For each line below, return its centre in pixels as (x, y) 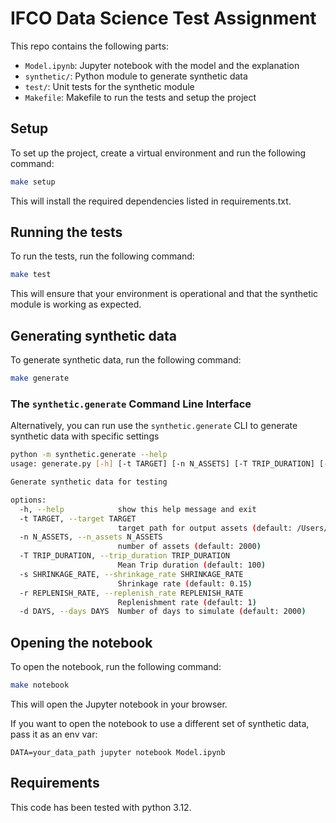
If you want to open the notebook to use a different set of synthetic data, (160, 723)
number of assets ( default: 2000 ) (189, 547)
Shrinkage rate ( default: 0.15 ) (185, 583)
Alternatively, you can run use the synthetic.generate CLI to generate (154, 426)
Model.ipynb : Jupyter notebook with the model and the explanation (162, 65)
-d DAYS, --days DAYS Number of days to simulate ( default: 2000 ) (163, 612)
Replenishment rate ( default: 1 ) (187, 602)
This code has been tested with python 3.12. (101, 807)
